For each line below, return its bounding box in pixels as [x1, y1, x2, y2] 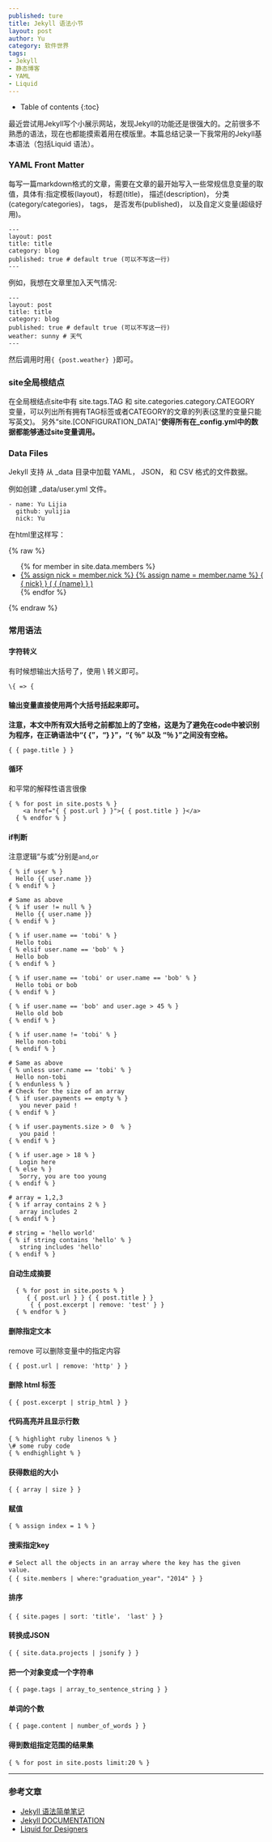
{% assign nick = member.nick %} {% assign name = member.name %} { [19, 570, 264, 580]
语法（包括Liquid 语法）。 [15, 138, 99, 148]
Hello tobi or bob [15, 981, 79, 989]
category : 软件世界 [8, 42, 70, 50]
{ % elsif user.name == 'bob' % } [8, 946, 125, 954]
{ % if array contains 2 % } [8, 1201, 107, 1209]
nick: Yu [15, 515, 45, 523]
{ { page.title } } [8, 746, 74, 754]
